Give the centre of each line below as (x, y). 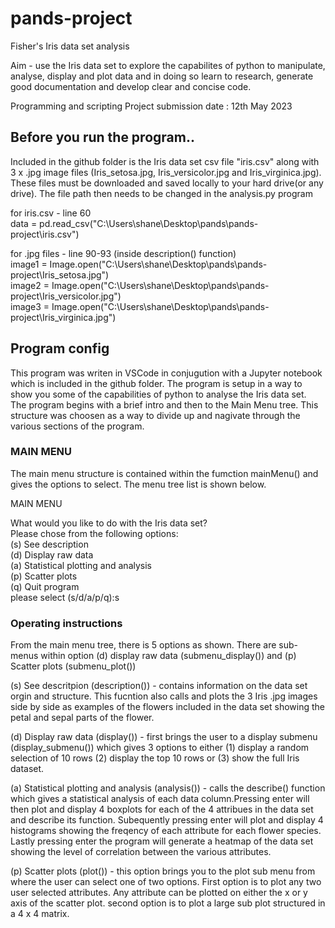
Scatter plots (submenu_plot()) (73, 666)
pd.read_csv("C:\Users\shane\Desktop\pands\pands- (149, 223)
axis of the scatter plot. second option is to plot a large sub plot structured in (168, 903)
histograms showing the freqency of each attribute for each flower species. (166, 831)
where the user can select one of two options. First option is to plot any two (166, 882)
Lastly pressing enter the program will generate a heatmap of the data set (162, 841)
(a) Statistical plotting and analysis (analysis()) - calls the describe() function (168, 788)
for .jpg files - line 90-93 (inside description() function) (123, 253)
